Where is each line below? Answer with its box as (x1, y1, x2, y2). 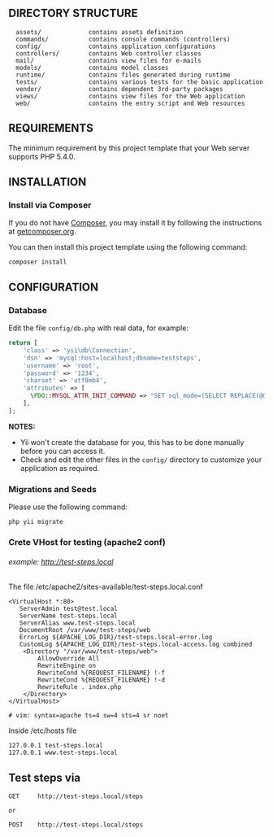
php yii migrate (8, 518, 63, 526)
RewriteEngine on (37, 662, 96, 670)
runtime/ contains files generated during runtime (15, 71, 231, 79)
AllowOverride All (37, 655, 100, 663)
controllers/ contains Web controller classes (15, 49, 201, 58)
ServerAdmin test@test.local (19, 605, 118, 613)
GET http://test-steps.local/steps (8, 792, 144, 800)
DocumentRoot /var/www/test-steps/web (19, 626, 151, 634)
